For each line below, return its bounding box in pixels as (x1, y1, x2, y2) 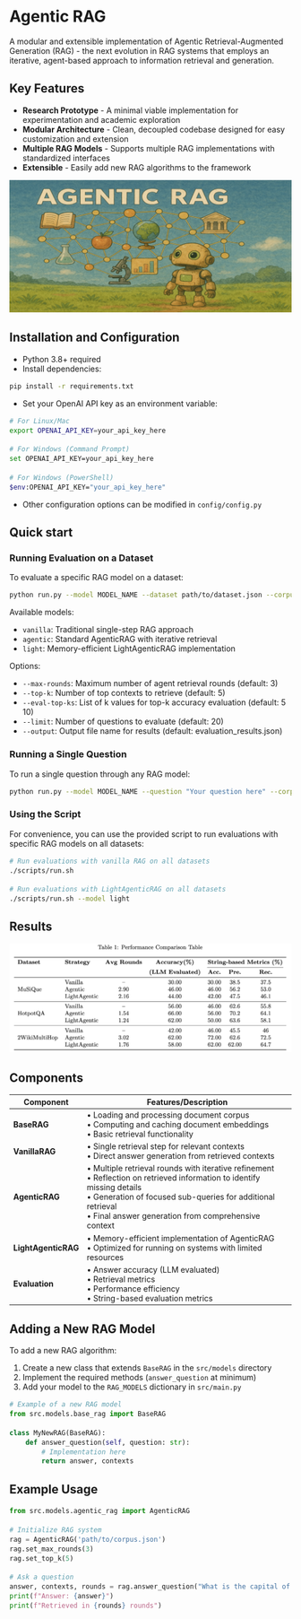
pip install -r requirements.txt (9, 381, 134, 391)
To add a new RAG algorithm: (9, 1345, 117, 1356)
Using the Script (9, 808, 82, 821)
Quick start (9, 525, 73, 540)
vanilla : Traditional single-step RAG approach (21, 624, 194, 635)
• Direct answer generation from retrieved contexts (86, 1151, 275, 1162)
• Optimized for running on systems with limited (86, 1242, 262, 1253)
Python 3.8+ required (21, 353, 101, 364)
